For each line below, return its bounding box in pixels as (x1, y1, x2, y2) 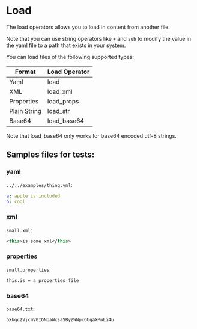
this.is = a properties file (6, 277, 79, 283)
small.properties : (6, 266, 51, 273)
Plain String (9, 106, 42, 115)
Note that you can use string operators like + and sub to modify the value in (6, 35, 192, 42)
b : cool (6, 198, 26, 204)
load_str (47, 106, 70, 115)
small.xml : (6, 226, 32, 233)
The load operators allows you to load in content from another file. (6, 23, 170, 31)
